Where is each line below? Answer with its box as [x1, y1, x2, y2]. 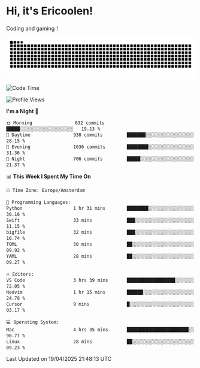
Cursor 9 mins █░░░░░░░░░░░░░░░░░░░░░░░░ [6, 301, 195, 307]
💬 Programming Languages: [6, 199, 71, 205]
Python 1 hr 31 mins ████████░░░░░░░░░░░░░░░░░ [6, 205, 195, 211]
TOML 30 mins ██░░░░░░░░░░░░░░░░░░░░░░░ [6, 241, 195, 247]
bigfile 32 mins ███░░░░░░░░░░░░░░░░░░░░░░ [6, 229, 195, 235]
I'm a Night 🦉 [6, 107, 39, 114]
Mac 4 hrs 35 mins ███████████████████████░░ [6, 327, 195, 333]
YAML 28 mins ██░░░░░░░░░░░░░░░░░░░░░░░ [6, 253, 195, 259]
